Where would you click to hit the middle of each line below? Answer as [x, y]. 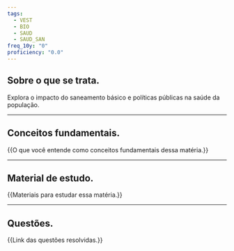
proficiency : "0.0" [36, 53]
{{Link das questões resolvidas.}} [55, 240]
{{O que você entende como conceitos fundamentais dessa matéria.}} [108, 149]
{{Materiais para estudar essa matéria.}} [65, 195]
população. [23, 104]
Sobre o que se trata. [53, 81]
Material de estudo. [50, 178]
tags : [15, 14]
